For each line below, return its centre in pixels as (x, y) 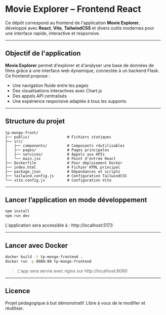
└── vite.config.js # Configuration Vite (58, 180)
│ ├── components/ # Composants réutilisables (65, 146)
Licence (18, 291)
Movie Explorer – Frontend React (73, 9)
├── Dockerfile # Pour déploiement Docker (64, 163)
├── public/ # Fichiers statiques (58, 137)
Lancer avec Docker (37, 245)
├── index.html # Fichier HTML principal (63, 167)
